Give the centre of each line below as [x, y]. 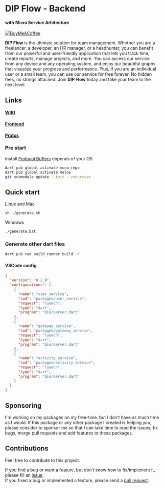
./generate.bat [21, 232]
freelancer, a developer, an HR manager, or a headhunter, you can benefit [79, 48]
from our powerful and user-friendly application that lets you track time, [77, 53]
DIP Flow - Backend [45, 9]
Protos [12, 135]
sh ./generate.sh [23, 213]
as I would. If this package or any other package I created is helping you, [78, 422]
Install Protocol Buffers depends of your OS [49, 158]
